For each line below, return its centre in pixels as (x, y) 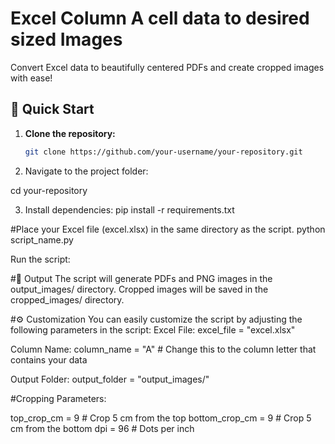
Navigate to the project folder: (86, 171)
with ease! (31, 78)
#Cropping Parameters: (58, 398)
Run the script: (40, 259)
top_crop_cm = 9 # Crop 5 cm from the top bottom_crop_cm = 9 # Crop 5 (161, 418)
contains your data (49, 359)
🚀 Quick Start (52, 109)
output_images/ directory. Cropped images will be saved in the (139, 289)
